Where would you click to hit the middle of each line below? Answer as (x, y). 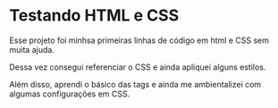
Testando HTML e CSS (94, 16)
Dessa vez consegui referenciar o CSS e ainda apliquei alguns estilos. (138, 67)
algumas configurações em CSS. (70, 94)
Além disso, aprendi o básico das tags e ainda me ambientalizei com (135, 84)
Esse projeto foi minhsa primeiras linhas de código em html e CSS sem (139, 40)
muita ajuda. (32, 49)
